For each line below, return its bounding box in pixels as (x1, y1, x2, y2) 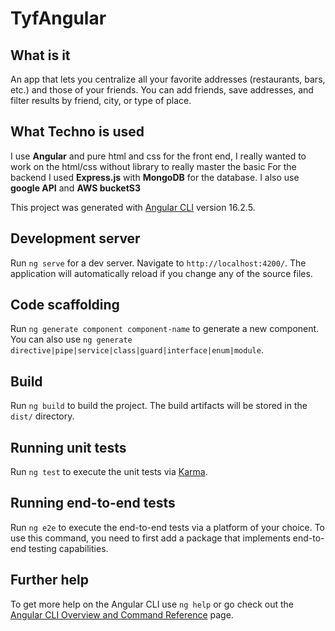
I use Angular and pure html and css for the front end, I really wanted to (10, 150, 307, 162)
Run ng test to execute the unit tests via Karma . (10, 466, 208, 478)
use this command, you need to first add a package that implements (10, 532, 291, 544)
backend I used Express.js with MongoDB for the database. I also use (10, 171, 300, 183)
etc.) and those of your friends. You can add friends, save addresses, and (10, 84, 314, 96)
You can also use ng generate (10, 333, 133, 346)
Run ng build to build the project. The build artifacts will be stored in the (10, 400, 308, 412)
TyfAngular (10, 7, 107, 30)
